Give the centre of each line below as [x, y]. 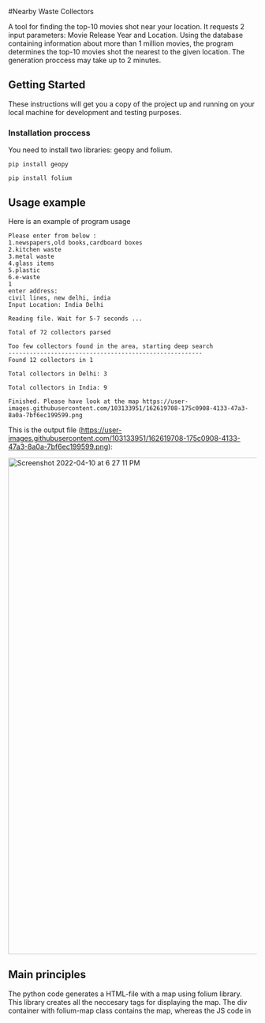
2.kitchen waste [35, 249]
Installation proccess [49, 133]
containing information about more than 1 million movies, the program [121, 43]
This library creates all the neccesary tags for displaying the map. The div [128, 1002]
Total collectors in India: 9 [58, 387]
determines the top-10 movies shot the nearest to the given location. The [127, 52]
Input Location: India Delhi [56, 304]
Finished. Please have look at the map [74, 401]
